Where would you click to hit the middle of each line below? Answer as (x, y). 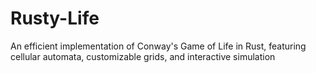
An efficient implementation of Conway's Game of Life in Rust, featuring (158, 46)
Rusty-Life (55, 18)
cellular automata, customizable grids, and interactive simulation (143, 56)
